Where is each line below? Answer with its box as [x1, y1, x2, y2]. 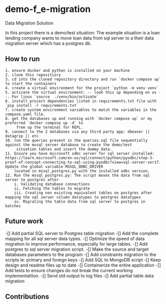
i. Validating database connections [14, 181, 90, 187]
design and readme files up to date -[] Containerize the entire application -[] [5, 262, 161, 268]
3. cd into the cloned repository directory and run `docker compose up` [5, 76, 162, 82]
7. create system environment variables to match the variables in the [5, 107, 157, 112]
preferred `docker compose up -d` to [5, 120, 83, 125]
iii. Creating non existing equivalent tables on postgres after [14, 190, 153, 195]
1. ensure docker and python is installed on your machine [5, 68, 130, 73]
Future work [5, 217, 44, 226]
